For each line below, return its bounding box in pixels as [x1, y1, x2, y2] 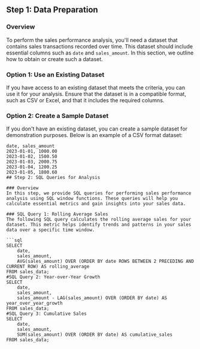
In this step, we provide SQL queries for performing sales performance [6, 190, 192, 196]
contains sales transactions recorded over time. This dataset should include [6, 43, 193, 50]
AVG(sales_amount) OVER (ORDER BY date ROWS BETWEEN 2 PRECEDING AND [17, 259, 195, 265]
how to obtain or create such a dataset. [6, 55, 103, 62]
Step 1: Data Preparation [6, 5, 98, 15]
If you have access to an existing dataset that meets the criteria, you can [6, 84, 186, 91]
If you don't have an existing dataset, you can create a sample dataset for [6, 125, 187, 132]
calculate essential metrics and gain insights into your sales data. [6, 201, 186, 207]
